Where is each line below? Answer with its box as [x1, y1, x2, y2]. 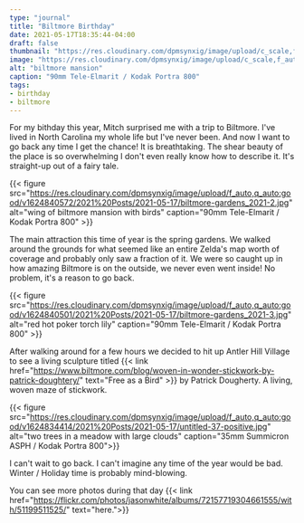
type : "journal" [9, 13, 71, 23]
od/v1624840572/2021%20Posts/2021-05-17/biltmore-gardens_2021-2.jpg [9, 197, 290, 208]
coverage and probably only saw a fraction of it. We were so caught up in [9, 253, 283, 264]
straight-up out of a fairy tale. [9, 160, 119, 172]
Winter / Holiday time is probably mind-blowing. [9, 468, 188, 479]
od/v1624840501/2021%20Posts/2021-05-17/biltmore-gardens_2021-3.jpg [9, 309, 289, 320]
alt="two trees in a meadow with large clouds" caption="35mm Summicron [9, 431, 290, 442]
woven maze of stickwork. [9, 385, 108, 395]
